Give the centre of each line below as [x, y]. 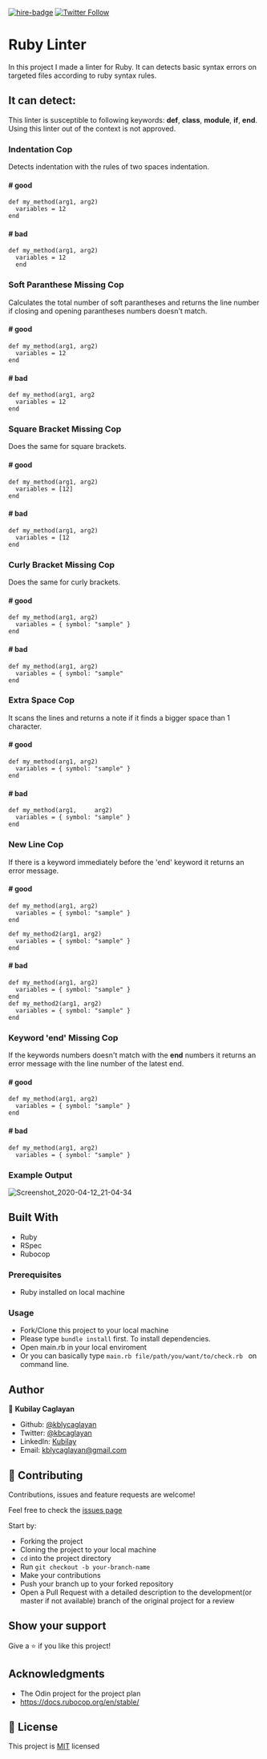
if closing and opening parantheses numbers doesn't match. [108, 311]
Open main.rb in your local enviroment [83, 1348]
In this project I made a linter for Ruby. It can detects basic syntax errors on [133, 67]
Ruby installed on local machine [73, 1292]
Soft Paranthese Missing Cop [66, 285]
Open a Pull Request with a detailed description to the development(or [136, 1592]
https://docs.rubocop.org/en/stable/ [79, 1702]
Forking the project [51, 1541]
